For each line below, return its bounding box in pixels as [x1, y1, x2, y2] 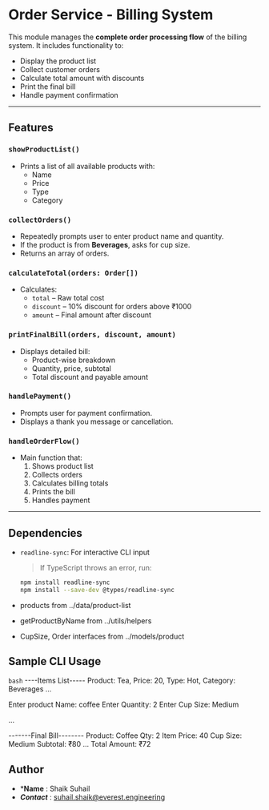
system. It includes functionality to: [8, 40, 124, 50]
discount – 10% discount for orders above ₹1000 [31, 302, 192, 312]
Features [8, 121, 54, 135]
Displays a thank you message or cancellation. [19, 417, 174, 426]
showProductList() [8, 145, 80, 154]
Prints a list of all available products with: [19, 161, 155, 171]
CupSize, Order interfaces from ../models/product [19, 631, 185, 641]
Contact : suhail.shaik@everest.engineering [19, 792, 166, 802]
